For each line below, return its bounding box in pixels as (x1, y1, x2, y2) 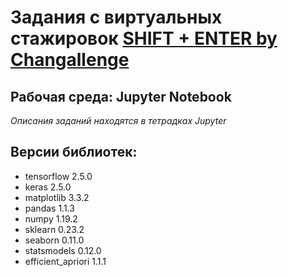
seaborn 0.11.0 (24, 234, 85, 246)
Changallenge (10, 49, 130, 71)
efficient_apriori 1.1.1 (24, 255, 107, 267)
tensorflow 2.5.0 (24, 170, 93, 182)
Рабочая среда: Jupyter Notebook (10, 88, 232, 105)
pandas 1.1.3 (24, 202, 75, 214)
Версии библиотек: (10, 144, 138, 161)
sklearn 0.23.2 (24, 223, 85, 235)
